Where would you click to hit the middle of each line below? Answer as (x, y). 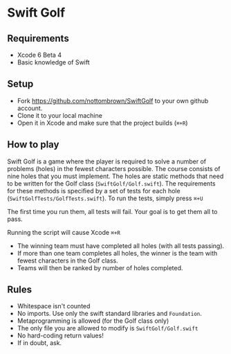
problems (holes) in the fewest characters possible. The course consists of (114, 168)
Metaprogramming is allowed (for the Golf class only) (93, 321)
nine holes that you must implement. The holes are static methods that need (115, 176)
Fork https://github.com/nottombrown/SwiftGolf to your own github (113, 100)
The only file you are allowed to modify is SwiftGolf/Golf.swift (108, 328)
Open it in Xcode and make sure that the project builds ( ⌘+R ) (102, 123)
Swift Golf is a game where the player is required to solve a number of (107, 161)
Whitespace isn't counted (54, 306)
